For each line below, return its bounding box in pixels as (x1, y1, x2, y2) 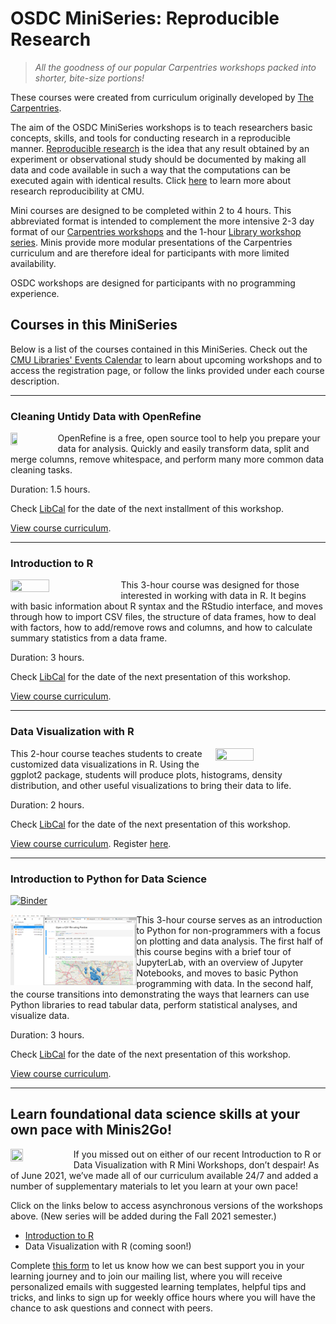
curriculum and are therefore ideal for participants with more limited (10, 247, 290, 259)
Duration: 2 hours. (10, 798, 85, 811)
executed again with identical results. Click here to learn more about (10, 174, 291, 186)
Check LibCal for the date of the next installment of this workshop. (10, 503, 285, 515)
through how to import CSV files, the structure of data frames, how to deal (10, 611, 317, 623)
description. (10, 375, 60, 387)
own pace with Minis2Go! (10, 1122, 173, 1139)
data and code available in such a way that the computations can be (10, 163, 291, 176)
